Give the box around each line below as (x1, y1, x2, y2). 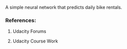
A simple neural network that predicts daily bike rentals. (5, 5, 122, 10)
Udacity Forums (12, 28, 47, 34)
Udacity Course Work (12, 38, 59, 44)
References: (5, 17, 37, 24)
